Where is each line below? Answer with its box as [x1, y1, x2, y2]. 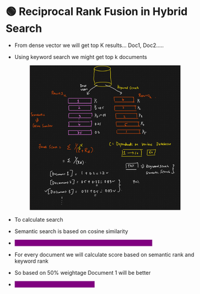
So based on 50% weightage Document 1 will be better [14, 269, 151, 276]
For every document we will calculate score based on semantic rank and [14, 251, 195, 258]
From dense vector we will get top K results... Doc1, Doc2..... [14, 42, 164, 49]
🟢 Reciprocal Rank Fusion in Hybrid [5, 5, 188, 19]
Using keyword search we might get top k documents [14, 53, 148, 60]
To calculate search [14, 216, 64, 223]
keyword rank [14, 257, 49, 264]
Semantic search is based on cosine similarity [14, 227, 128, 235]
